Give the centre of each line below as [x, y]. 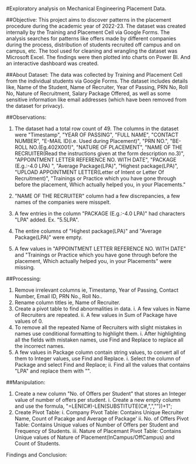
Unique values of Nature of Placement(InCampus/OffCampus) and [94, 437]
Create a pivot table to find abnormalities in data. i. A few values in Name [102, 309]
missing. [25, 267]
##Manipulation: [26, 382]
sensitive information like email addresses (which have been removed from [96, 100]
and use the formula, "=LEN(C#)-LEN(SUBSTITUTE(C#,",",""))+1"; [93, 406]
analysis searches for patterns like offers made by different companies [91, 38]
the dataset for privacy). [35, 106]
